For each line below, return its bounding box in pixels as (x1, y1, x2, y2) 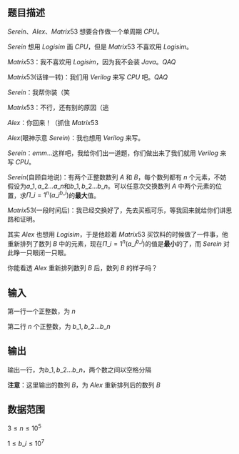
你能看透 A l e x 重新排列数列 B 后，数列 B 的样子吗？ (7, 264, 158, 272)
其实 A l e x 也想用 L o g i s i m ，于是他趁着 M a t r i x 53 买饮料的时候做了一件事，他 (7, 230, 228, 239)
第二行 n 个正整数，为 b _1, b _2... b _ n (7, 322, 111, 330)
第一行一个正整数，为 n (7, 307, 76, 315)
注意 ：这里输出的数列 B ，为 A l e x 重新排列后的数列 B (7, 380, 161, 389)
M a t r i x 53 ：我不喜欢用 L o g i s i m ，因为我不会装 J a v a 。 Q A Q (7, 57, 176, 66)
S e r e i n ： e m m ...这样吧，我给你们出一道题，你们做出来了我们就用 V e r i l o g (7, 149, 219, 157)
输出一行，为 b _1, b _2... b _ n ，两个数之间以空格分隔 (7, 365, 152, 374)
